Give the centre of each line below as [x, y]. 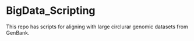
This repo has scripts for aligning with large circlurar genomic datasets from [97, 27]
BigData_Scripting [51, 11]
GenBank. [18, 32]
